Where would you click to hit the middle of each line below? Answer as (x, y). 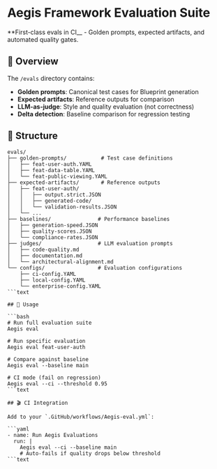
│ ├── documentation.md (45, 256)
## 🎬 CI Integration (38, 403)
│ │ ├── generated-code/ (50, 201)
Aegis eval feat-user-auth (46, 347)
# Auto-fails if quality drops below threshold (90, 453)
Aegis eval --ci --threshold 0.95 (58, 384)
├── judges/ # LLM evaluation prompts (90, 243)
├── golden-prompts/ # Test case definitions (90, 158)
